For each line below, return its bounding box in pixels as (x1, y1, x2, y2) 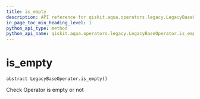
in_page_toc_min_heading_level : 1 (6, 20, 92, 25)
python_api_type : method (6, 25, 68, 31)
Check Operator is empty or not (6, 87, 85, 94)
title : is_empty (6, 8, 46, 15)
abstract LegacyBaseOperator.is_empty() (6, 76, 108, 82)
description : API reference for (6, 14, 86, 20)
